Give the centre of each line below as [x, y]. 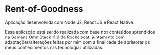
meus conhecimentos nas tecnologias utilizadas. [54, 47]
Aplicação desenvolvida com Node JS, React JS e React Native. [70, 22]
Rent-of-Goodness [44, 9]
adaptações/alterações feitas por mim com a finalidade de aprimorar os [78, 42]
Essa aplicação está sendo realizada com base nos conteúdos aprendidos [80, 32]
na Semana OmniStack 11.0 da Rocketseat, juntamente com [65, 37]
